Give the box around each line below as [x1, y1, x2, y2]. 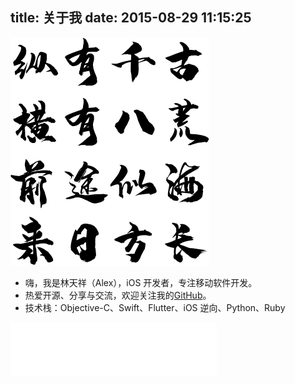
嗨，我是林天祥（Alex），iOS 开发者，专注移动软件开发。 [24, 276, 258, 288]
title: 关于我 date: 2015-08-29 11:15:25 [10, 9, 252, 27]
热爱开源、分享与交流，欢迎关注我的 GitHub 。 [24, 289, 212, 301]
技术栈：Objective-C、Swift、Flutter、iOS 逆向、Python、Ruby [24, 301, 286, 313]
